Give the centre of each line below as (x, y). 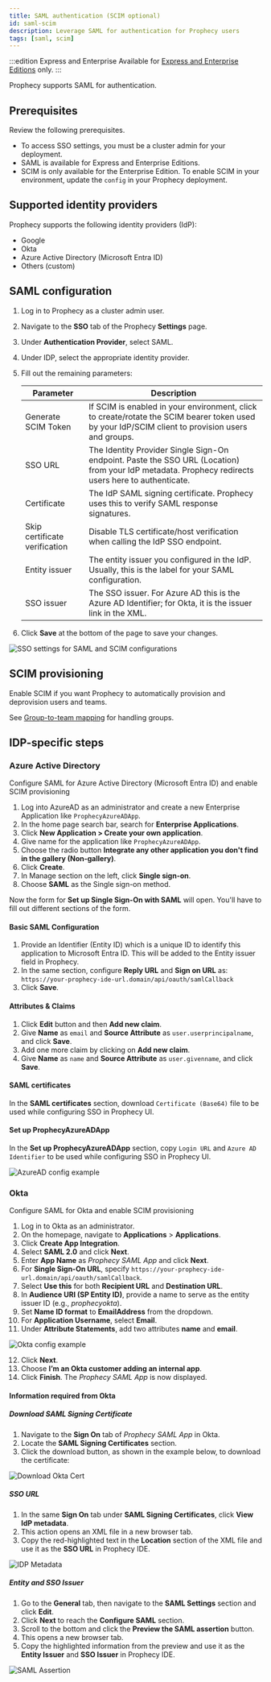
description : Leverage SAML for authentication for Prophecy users (125, 31)
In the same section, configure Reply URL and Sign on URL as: (124, 971)
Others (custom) (48, 266)
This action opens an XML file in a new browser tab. (107, 1531)
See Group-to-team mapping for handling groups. (92, 717)
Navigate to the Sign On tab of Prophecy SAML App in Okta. (120, 1434)
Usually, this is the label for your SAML (162, 570)
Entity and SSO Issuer (46, 1583)
